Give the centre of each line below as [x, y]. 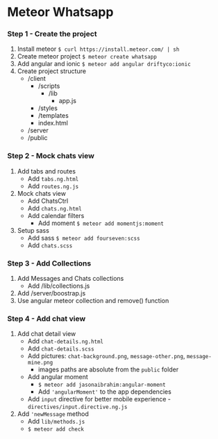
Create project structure [52, 71]
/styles [48, 108]
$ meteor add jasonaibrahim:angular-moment [102, 385]
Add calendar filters [56, 215]
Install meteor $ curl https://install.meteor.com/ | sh [98, 49]
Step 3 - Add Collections [49, 263]
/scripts [49, 86]
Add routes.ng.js [53, 186]
